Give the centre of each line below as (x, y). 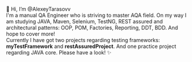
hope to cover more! (31, 34)
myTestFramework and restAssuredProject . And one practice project (91, 46)
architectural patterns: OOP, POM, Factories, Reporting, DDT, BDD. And (92, 27)
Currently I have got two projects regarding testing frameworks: (83, 40)
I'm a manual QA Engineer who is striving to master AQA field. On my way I (96, 15)
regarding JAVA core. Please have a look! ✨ (59, 52)
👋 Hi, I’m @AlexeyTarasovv (38, 9)
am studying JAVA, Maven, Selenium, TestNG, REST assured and (85, 21)
